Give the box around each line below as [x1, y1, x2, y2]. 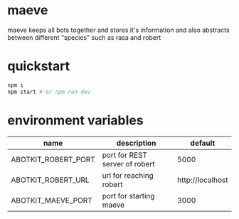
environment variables [7, 112, 144, 128]
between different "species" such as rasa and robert [7, 33, 161, 41]
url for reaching [102, 170, 154, 180]
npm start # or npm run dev [7, 88, 91, 95]
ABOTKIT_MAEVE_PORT [11, 195, 92, 205]
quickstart [7, 58, 70, 75]
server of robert [102, 159, 155, 169]
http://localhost [177, 175, 228, 185]
